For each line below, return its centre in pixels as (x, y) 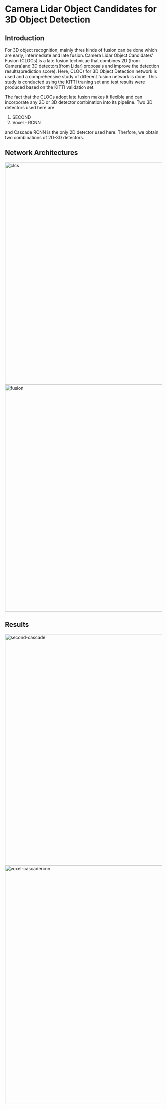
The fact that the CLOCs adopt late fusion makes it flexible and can (74, 97)
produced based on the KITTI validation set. (50, 87)
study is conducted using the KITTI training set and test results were (75, 82)
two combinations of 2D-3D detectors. (45, 137)
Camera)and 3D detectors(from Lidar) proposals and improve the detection (82, 66)
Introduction (25, 38)
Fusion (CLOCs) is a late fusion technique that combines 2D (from (73, 61)
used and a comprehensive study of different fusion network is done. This (81, 76)
